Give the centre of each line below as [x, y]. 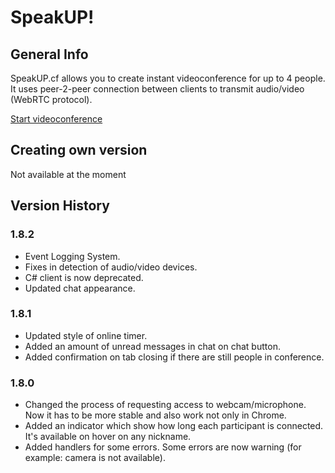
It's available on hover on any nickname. [108, 437]
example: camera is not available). [95, 458]
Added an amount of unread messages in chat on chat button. [152, 346]
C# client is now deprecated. [84, 277]
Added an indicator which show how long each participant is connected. [174, 426]
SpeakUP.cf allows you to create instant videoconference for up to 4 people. [168, 78]
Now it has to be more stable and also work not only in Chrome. [155, 415]
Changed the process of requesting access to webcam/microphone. [165, 405]
